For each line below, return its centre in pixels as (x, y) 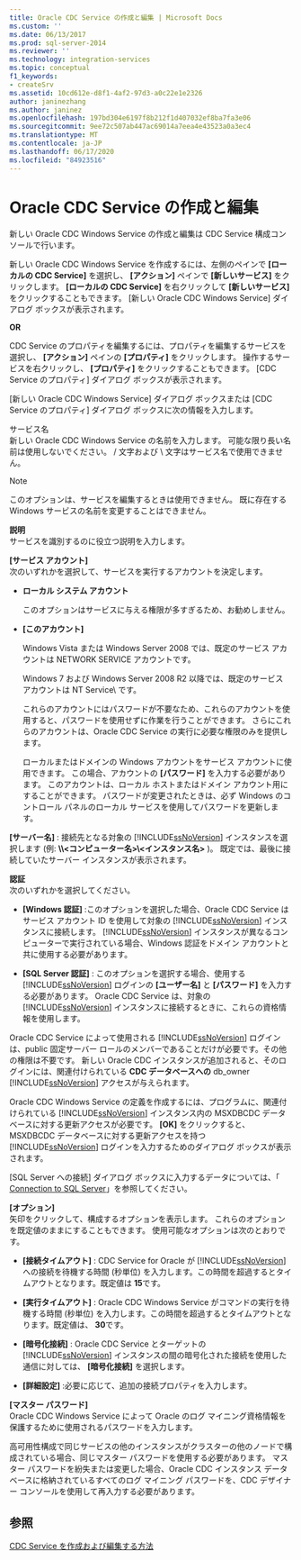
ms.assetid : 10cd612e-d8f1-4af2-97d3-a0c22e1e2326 (106, 93)
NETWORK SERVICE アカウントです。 (126, 659)
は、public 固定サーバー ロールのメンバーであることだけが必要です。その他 (148, 1049)
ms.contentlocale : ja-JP (56, 143)
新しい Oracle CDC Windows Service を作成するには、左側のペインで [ (140, 264)
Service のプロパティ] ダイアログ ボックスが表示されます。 (118, 380)
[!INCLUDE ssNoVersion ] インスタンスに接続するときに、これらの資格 (150, 1007)
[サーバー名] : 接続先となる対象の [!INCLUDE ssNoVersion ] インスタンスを (145, 838)
